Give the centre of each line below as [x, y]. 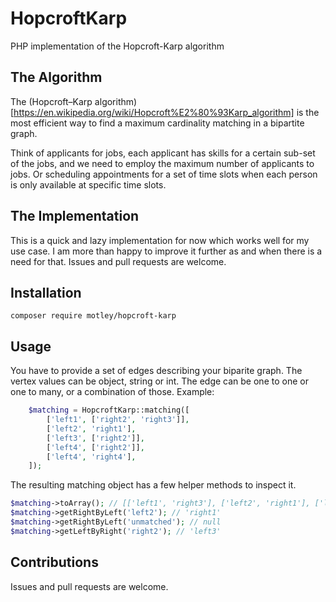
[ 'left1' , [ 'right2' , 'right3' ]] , [118, 420]
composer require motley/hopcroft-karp [93, 316]
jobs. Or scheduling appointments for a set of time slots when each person [164, 174]
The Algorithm [56, 77]
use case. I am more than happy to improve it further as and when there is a [166, 251]
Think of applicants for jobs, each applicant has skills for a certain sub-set [163, 153]
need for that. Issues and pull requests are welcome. [118, 261]
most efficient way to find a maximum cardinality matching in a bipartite [157, 123]
